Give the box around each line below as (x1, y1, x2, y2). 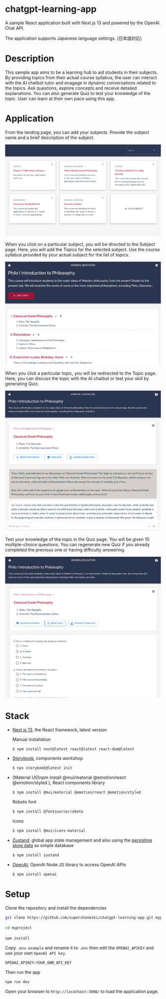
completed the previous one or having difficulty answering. (5, 547, 125, 553)
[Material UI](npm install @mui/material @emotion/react (12, 774, 126, 780)
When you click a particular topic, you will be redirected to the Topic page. (5, 370, 157, 377)
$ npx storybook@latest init (12, 765, 73, 770)
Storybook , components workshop (12, 756, 83, 761)
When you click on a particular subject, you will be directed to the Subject (5, 241, 155, 247)
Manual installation (12, 736, 51, 742)
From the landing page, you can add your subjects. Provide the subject (5, 129, 149, 135)
